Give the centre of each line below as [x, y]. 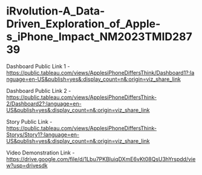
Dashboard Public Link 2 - [39, 91]
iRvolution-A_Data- [56, 11]
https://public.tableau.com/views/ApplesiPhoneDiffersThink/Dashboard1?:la [100, 72]
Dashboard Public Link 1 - [38, 66]
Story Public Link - [29, 121]
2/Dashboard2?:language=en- [44, 103]
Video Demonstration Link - [41, 153]
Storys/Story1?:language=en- [43, 135]
